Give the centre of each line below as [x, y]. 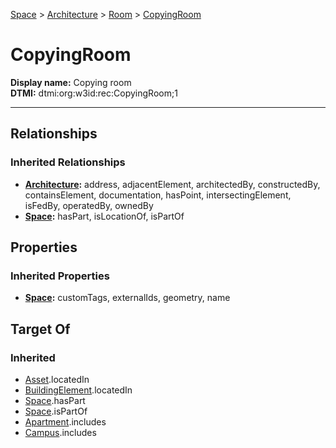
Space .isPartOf [56, 411]
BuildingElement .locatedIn [78, 390]
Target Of [40, 329]
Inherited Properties [60, 276]
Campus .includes [60, 432]
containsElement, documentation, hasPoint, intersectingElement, [158, 195]
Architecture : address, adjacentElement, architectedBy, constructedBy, [172, 184]
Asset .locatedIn [57, 379]
